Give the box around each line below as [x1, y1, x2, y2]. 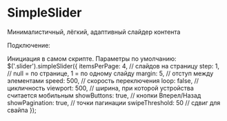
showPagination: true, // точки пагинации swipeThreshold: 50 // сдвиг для [7, 98, 221, 106]
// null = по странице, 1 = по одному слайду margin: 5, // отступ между [7, 69, 214, 77]
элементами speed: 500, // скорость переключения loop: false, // [7, 76, 199, 84]
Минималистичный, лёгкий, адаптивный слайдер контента [7, 28, 181, 36]
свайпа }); [7, 106, 37, 114]
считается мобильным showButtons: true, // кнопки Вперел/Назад [7, 91, 201, 100]
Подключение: [7, 41, 50, 49]
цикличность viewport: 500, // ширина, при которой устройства [7, 84, 195, 92]
